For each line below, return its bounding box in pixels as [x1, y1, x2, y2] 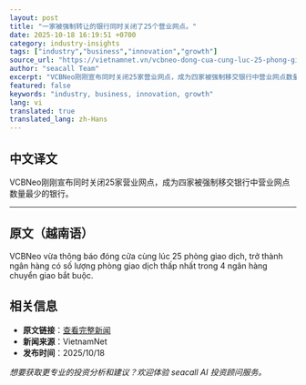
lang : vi [9, 97, 43, 107]
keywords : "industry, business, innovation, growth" [9, 89, 214, 98]
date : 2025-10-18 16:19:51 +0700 [9, 30, 137, 39]
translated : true [9, 106, 76, 116]
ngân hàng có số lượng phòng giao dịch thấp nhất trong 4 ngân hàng [9, 260, 268, 271]
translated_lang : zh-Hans [9, 115, 107, 124]
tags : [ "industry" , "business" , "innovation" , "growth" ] [9, 47, 219, 56]
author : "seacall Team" [9, 65, 100, 74]
